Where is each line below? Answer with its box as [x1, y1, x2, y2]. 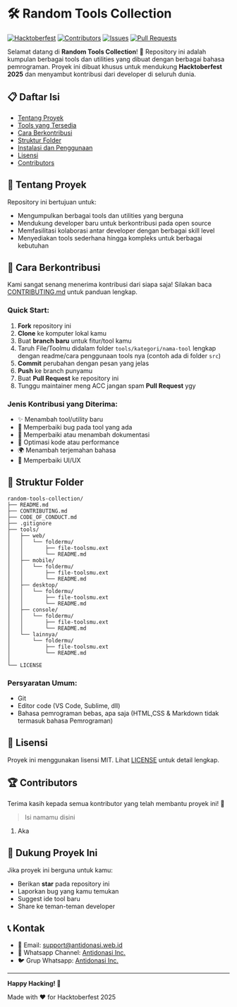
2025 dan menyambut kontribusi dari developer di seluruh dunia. [7, 70, 196, 78]
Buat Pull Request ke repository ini [17, 374, 119, 382]
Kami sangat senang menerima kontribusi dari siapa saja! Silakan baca [7, 280, 212, 289]
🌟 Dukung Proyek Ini [7, 847, 98, 859]
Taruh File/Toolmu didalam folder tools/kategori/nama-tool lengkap [17, 343, 217, 353]
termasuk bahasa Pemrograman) [17, 716, 114, 725]
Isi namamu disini [24, 812, 75, 822]
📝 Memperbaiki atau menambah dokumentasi [17, 430, 150, 439]
